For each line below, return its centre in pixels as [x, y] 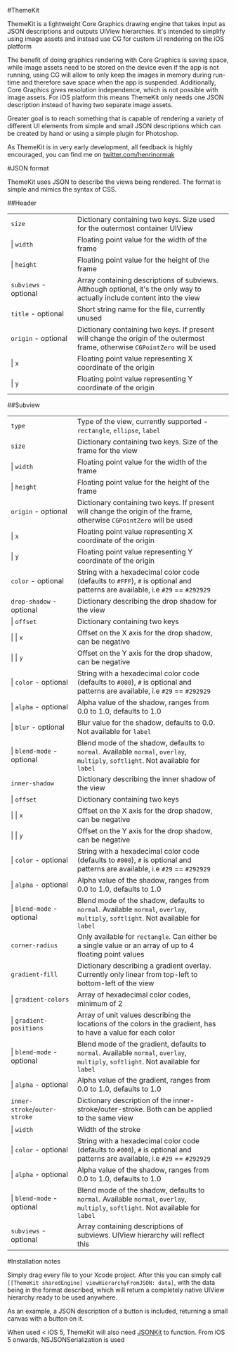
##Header [22, 203]
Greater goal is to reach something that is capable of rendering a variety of [116, 118]
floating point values [111, 954]
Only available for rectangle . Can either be [147, 936]
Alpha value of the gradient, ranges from [144, 1080]
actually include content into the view [138, 298]
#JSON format [28, 168]
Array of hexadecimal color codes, [134, 995]
